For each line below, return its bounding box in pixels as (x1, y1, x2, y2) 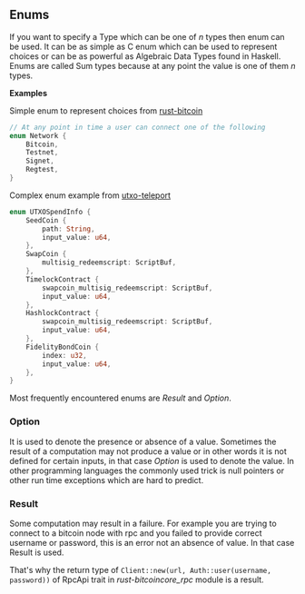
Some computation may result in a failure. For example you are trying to (9, 518, 277, 529)
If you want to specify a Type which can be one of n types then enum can (9, 31, 285, 42)
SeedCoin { (25, 215, 67, 225)
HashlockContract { (25, 309, 100, 318)
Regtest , (25, 165, 59, 174)
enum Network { (9, 131, 67, 140)
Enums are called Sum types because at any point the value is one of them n (9, 60, 296, 71)
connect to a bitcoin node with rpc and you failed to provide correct (9, 527, 262, 539)
